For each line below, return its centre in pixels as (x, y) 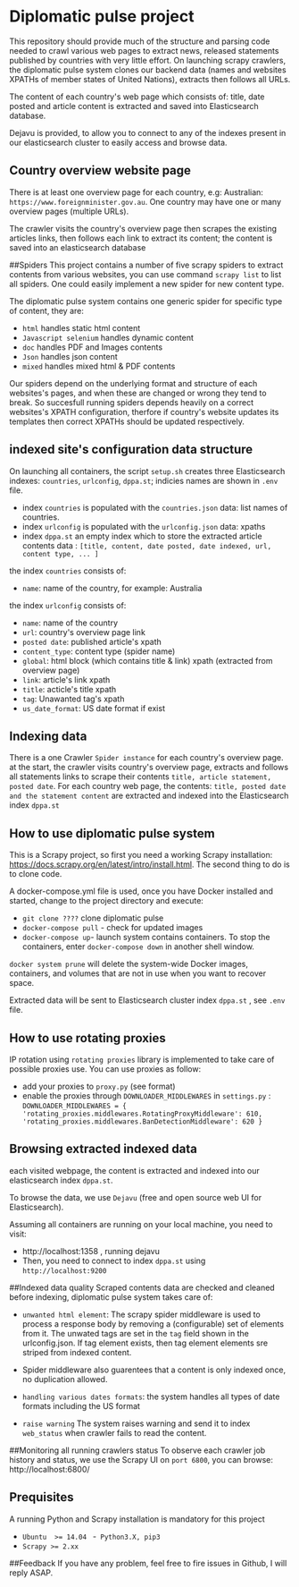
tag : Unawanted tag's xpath (73, 699)
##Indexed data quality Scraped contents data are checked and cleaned (142, 1287)
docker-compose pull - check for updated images (112, 928)
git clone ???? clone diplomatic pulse (93, 918)
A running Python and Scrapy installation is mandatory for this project (137, 1519)
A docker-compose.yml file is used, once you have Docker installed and (141, 891)
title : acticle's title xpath (69, 689)
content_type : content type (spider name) (99, 651)
